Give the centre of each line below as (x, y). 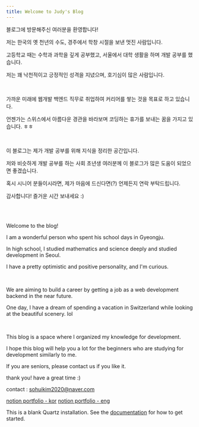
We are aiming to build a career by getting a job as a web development (93, 290)
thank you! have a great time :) (44, 378)
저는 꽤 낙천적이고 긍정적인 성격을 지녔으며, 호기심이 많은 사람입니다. (85, 74)
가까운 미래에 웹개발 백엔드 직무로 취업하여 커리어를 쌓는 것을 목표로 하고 (90, 99)
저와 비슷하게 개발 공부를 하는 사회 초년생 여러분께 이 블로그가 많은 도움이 (91, 163)
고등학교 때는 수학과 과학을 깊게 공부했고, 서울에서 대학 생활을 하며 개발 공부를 (97, 55)
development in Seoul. (34, 255)
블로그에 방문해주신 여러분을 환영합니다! (52, 29)
